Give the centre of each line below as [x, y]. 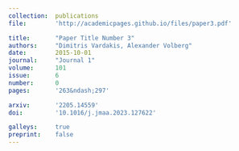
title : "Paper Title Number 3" [72, 38]
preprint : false [41, 135]
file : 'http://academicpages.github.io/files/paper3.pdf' [120, 23]
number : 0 [34, 83]
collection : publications [54, 16]
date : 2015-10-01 [50, 53]
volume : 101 [37, 68]
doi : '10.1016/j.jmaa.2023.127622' [82, 113]
